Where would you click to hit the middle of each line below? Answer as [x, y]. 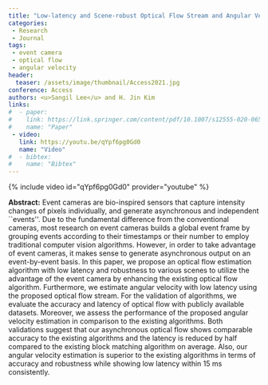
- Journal [28, 38]
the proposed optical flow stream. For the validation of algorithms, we [122, 296]
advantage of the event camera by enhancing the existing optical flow [123, 279]
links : [19, 105]
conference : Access [41, 90]
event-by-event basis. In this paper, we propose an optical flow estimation [130, 262]
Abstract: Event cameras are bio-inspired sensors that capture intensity [127, 202]
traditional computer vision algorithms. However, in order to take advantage [132, 245]
